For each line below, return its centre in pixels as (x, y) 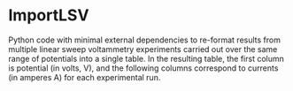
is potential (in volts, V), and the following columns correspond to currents (143, 68)
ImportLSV (49, 15)
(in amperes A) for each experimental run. (85, 77)
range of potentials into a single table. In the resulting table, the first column (146, 58)
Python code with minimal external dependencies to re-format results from (144, 40)
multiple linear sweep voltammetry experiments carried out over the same (143, 49)
